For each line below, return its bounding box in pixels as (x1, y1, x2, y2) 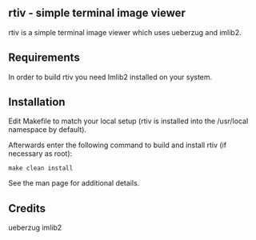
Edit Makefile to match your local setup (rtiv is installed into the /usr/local (8, 116, 249, 126)
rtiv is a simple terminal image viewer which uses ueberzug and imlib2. (8, 27, 242, 37)
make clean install (8, 164, 74, 173)
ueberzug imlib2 (8, 223, 62, 233)
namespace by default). (8, 125, 86, 134)
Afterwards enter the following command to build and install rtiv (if (8, 140, 226, 150)
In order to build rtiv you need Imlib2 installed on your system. (8, 72, 213, 82)
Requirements (8, 51, 80, 65)
